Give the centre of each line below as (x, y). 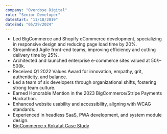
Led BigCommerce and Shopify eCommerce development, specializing (87, 39)
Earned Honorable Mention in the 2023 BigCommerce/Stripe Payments (87, 93)
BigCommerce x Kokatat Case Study (51, 126)
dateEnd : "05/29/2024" (29, 24)
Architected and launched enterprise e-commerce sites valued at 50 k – (87, 61)
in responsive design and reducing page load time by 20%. (75, 44)
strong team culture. (34, 88)
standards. (24, 109)
